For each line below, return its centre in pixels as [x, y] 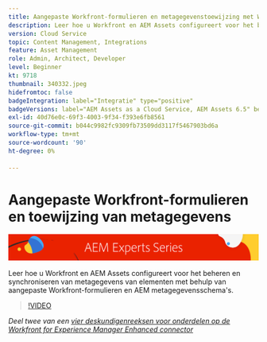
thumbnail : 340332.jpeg [48, 84]
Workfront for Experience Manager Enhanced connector [101, 329]
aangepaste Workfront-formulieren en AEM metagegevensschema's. [121, 290]
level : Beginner [35, 68]
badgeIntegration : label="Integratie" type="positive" [101, 101]
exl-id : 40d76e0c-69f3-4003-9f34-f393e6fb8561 [87, 118]
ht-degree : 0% [32, 151]
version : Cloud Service [48, 33]
